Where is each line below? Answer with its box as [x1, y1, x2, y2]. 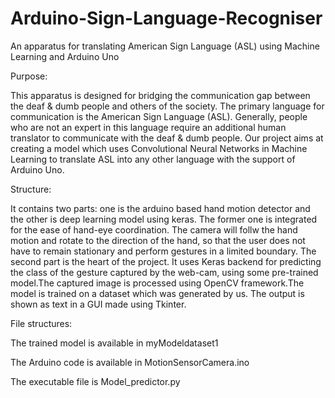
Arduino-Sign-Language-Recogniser [10, 7, 323, 30]
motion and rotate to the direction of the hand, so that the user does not [10, 234, 306, 246]
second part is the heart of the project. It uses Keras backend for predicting [10, 255, 322, 267]
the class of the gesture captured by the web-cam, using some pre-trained [10, 266, 319, 278]
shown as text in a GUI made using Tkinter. [10, 298, 187, 310]
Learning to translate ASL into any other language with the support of [10, 153, 296, 165]
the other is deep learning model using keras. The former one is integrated [10, 213, 318, 225]
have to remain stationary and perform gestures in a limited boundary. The [10, 245, 317, 257]
